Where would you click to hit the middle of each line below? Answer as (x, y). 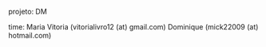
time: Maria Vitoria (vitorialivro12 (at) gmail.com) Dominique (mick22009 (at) (133, 27)
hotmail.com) (30, 35)
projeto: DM (28, 12)
